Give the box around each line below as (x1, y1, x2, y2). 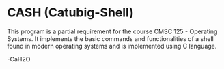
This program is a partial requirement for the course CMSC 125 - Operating (7, 27, 218, 36)
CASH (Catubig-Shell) (7, 5, 135, 20)
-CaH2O (7, 55, 31, 63)
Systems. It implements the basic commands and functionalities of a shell (7, 34, 214, 42)
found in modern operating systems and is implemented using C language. (7, 42, 217, 50)
